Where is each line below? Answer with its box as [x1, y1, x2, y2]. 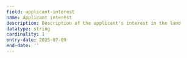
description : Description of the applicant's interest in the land [6, 20, 182, 26]
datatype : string [6, 25, 51, 32]
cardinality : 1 [6, 31, 45, 37]
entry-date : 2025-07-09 [6, 37, 67, 43]
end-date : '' [6, 43, 40, 49]
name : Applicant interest [6, 14, 72, 21]
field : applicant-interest [6, 8, 75, 15]
